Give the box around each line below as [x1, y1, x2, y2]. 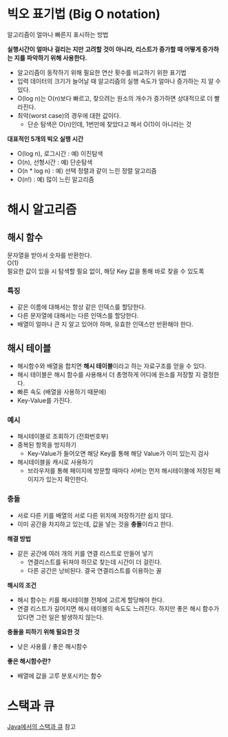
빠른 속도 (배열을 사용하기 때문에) [17, 387, 107, 396]
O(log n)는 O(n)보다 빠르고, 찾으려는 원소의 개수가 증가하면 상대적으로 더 [17, 94, 213, 102]
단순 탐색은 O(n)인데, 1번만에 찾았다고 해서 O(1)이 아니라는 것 [27, 120, 191, 128]
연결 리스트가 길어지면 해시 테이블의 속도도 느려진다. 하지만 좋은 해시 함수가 [17, 604, 220, 612]
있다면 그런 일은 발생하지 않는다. [17, 613, 104, 621]
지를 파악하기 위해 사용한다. [14, 53, 87, 62]
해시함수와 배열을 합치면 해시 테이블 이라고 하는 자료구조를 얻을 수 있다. [17, 362, 207, 370]
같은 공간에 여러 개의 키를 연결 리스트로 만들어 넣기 [17, 549, 154, 557]
